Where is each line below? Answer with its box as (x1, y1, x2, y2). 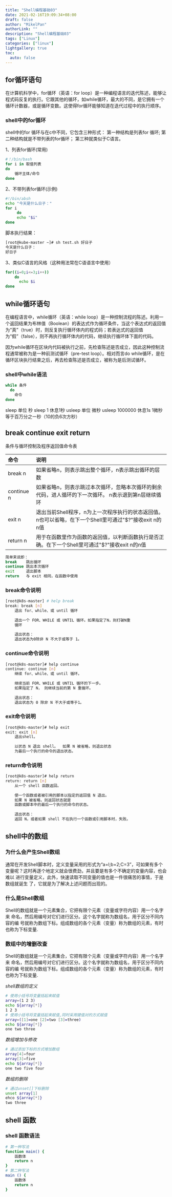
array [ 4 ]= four (5, 1052, 36, 1057)
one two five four (5, 1066, 45, 1071)
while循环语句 (5, 299, 50, 308)
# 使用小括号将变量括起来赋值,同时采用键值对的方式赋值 (5, 1012, 107, 1017)
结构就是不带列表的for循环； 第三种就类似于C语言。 (14, 136, 124, 142)
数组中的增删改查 (5, 940, 48, 948)
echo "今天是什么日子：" (5, 201, 52, 206)
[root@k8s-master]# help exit (5, 725, 70, 730)
